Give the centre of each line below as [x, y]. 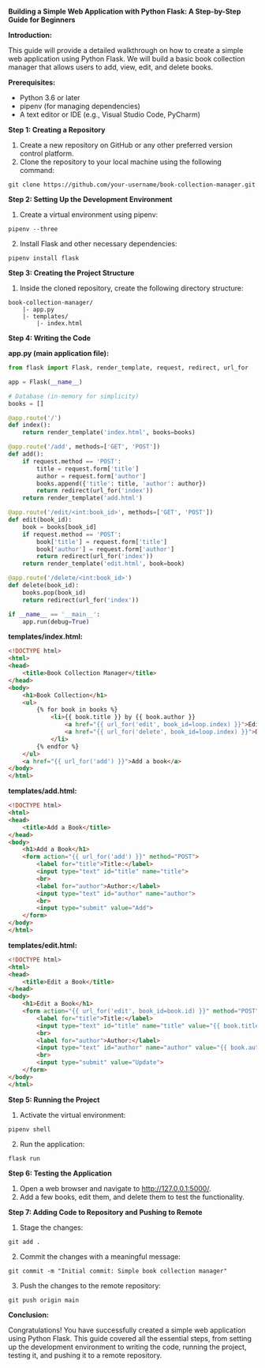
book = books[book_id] [60, 527]
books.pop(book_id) [54, 592]
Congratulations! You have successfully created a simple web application [127, 1330]
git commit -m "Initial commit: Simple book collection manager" [118, 1271]
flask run [24, 1158]
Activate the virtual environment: [73, 1115]
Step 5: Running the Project [54, 1100]
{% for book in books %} [77, 710]
